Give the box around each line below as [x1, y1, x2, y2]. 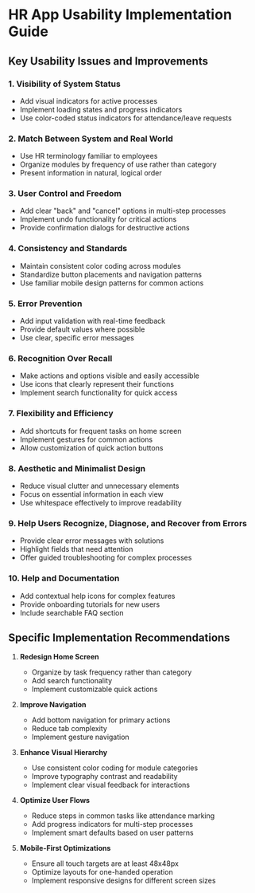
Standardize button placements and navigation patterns [19, 269, 203, 279]
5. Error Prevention [8, 297, 83, 309]
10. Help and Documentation [8, 572, 120, 584]
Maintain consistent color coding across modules [19, 261, 181, 270]
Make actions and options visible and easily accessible [19, 371, 200, 380]
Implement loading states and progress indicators [19, 104, 183, 114]
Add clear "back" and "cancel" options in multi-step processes [19, 206, 226, 216]
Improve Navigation [19, 700, 87, 710]
